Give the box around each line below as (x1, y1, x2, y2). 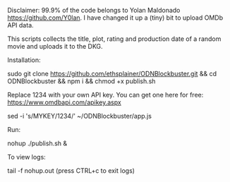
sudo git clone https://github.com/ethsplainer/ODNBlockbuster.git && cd (7, 70, 217, 78)
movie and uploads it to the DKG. (7, 42, 104, 50)
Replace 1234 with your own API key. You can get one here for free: (7, 91, 204, 99)
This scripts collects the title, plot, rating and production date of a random (7, 35, 222, 43)
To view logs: (7, 153, 46, 161)
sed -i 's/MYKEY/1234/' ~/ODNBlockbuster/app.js (7, 112, 152, 120)
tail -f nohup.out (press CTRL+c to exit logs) (7, 166, 135, 175)
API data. (7, 21, 34, 29)
